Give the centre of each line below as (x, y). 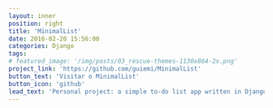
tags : (17, 54)
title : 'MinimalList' (45, 31)
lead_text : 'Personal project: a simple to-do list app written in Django (138, 91)
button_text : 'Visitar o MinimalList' (74, 76)
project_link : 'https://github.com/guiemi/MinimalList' (105, 69)
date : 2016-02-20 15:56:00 (54, 39)
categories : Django (41, 46)
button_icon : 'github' (47, 84)
